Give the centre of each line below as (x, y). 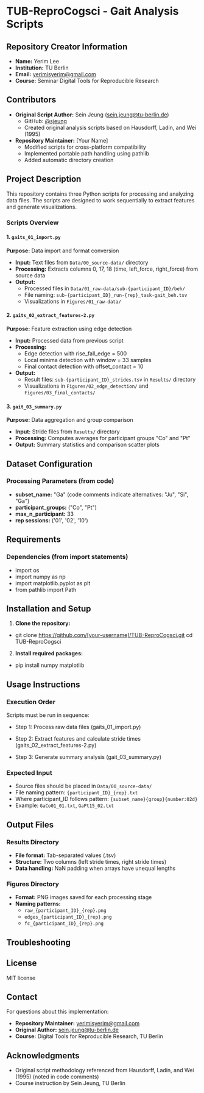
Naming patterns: (38, 904)
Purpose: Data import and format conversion (63, 251)
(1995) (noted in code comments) (57, 1077)
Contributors (31, 100)
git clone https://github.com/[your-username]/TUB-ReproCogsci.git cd (104, 635)
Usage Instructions (43, 684)
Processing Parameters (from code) (60, 481)
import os (27, 570)
